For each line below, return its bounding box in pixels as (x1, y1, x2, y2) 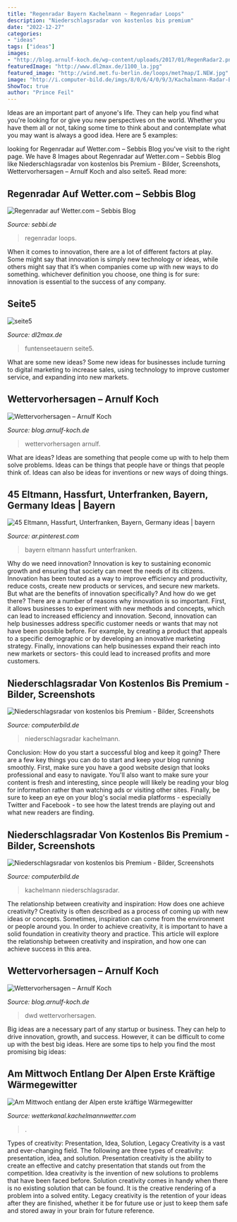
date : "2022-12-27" (7, 23, 65, 30)
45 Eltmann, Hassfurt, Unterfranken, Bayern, (7, 488, 208, 500)
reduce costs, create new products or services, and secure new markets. (7, 582, 220, 591)
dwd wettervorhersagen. (24, 1011, 97, 1019)
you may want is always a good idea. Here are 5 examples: (7, 131, 178, 140)
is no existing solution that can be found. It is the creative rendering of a (7, 1184, 217, 1192)
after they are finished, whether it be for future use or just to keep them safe (7, 1199, 229, 1207)
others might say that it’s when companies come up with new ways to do (7, 262, 219, 271)
